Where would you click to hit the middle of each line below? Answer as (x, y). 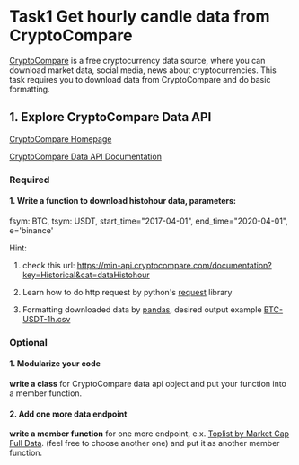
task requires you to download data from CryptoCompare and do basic (140, 79)
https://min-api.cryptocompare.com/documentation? (174, 265)
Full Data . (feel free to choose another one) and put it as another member (145, 443)
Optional (28, 342)
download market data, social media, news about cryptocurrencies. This (143, 70)
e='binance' (31, 230)
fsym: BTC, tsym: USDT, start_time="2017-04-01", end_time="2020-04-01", (149, 221)
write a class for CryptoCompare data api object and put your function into (148, 384)
